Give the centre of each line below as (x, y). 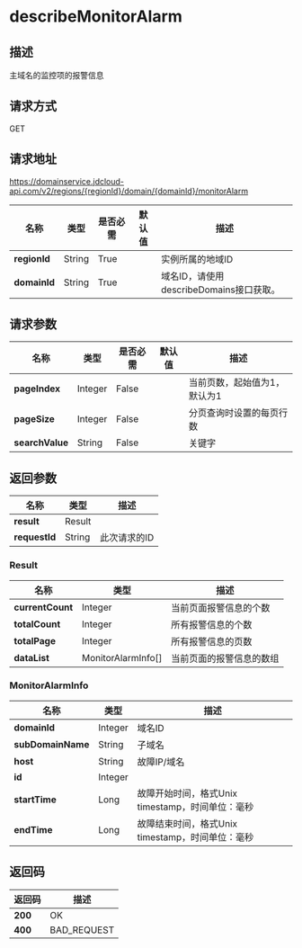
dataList (31, 657)
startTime (35, 800)
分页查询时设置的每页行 (238, 413)
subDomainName (52, 744)
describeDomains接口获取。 (221, 290)
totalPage (35, 640)
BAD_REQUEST (82, 930)
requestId (35, 537)
